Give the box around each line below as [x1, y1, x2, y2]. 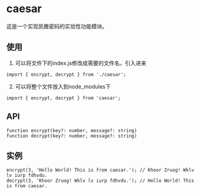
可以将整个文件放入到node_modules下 [15, 82, 111, 90]
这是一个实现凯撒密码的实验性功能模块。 [6, 22, 108, 30]
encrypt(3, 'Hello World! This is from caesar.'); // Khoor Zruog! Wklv [6, 167, 195, 173]
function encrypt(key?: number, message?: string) [6, 127, 137, 133]
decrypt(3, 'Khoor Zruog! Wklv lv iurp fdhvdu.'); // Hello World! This [6, 178, 195, 184]
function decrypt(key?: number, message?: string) [6, 133, 137, 139]
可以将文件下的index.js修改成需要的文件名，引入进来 [15, 59, 147, 67]
